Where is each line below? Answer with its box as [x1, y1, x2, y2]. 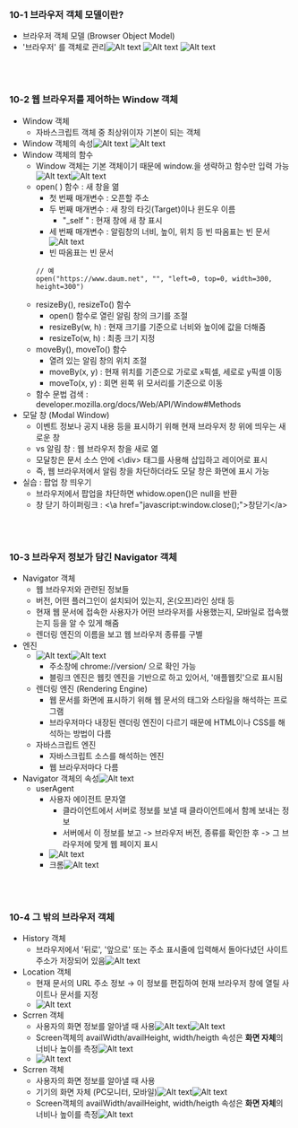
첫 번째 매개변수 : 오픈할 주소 [48, 192, 149, 203]
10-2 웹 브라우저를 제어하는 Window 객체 [9, 93, 179, 106]
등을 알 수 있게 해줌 [52, 617, 120, 628]
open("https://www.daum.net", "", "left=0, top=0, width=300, [35, 274, 273, 284]
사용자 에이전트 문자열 [48, 793, 127, 804]
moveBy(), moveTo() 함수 [35, 344, 128, 354]
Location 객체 [21, 966, 72, 977]
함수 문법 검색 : [35, 389, 89, 399]
